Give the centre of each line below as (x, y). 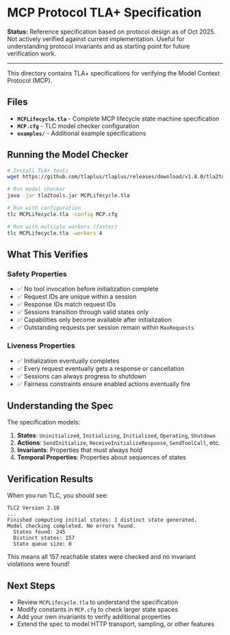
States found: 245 (40, 532)
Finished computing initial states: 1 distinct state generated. (102, 520)
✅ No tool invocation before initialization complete (88, 289)
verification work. (32, 53)
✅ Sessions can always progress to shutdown (81, 376)
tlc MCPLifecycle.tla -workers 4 (55, 233)
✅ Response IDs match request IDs (66, 304)
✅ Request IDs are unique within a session (77, 297)
